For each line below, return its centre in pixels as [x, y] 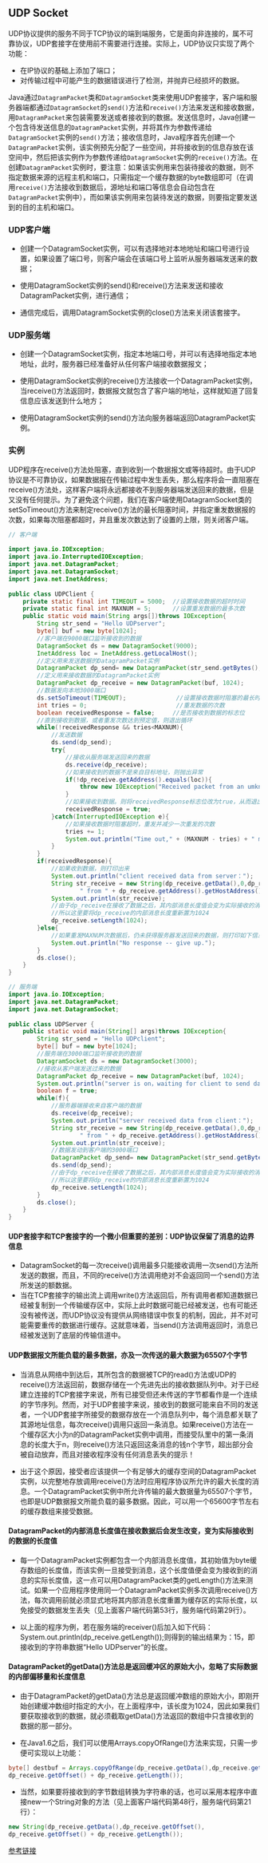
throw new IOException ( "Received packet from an [162, 787]
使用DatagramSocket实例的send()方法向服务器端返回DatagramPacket [134, 418]
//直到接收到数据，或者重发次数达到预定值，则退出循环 [115, 720]
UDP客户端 [29, 229]
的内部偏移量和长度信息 [47, 1677]
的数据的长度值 [33, 1541]
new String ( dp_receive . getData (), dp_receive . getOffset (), [106, 1827]
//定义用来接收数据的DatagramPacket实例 [98, 676]
